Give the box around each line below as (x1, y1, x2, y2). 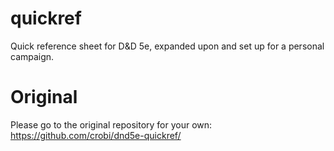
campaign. (10, 50, 55, 62)
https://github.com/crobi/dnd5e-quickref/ (10, 129, 182, 141)
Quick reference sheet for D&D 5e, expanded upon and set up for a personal (10, 40, 325, 52)
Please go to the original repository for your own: (10, 118, 213, 131)
